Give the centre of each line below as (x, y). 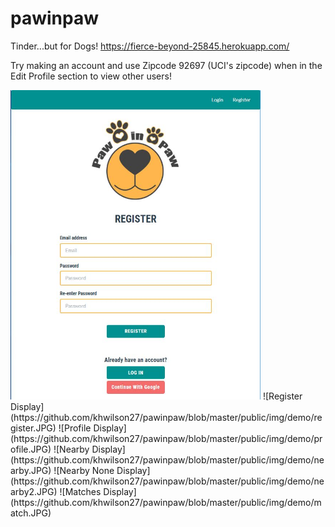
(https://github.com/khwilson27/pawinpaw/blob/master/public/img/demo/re (166, 418)
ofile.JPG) (31, 449)
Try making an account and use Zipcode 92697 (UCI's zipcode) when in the (166, 65)
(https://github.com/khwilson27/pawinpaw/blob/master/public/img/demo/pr (166, 439)
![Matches (80, 492)
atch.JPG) (31, 513)
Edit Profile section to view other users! (91, 76)
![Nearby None (84, 471)
